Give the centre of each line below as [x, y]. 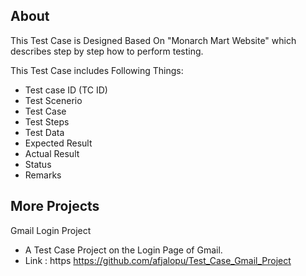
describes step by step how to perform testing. [107, 51]
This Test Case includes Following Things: [97, 70]
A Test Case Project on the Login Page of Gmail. [123, 250]
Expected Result [58, 143]
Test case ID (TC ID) [66, 90]
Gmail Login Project [51, 230]
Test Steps [47, 121]
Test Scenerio [53, 100]
